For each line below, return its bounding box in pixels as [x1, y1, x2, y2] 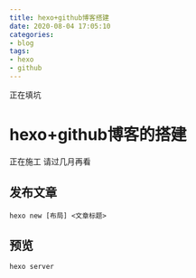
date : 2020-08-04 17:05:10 [9, 22, 111, 31]
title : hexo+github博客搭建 [9, 13, 110, 23]
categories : [9, 30, 54, 39]
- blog [9, 38, 34, 48]
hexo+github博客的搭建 [9, 125, 187, 145]
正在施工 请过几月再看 [9, 155, 91, 167]
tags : [9, 47, 30, 56]
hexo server [9, 263, 54, 272]
